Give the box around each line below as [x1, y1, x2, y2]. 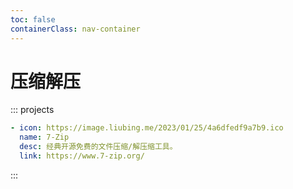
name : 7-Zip [19, 132, 70, 143]
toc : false [10, 14, 56, 25]
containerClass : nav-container [10, 24, 141, 34]
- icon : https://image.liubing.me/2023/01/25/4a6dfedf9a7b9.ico [10, 123, 284, 133]
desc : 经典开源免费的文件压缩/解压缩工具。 [19, 142, 178, 152]
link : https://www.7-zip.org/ [19, 151, 145, 161]
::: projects [10, 104, 55, 116]
